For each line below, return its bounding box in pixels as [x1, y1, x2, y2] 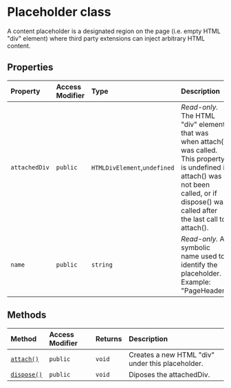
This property [181, 154, 225, 163]
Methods [7, 309, 47, 321]
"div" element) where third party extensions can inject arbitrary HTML [7, 34, 205, 42]
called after [181, 205, 218, 215]
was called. [181, 145, 218, 155]
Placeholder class [7, 4, 111, 20]
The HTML [181, 111, 215, 121]
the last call [181, 214, 218, 224]
